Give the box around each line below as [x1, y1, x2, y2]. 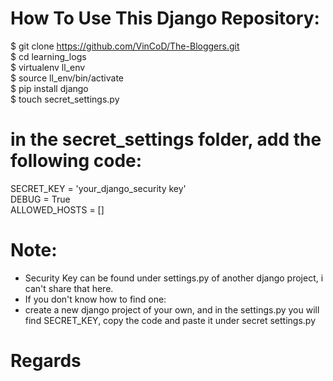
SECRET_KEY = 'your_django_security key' [10, 182, 187, 194]
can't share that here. [24, 282, 114, 294]
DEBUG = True [10, 193, 71, 205]
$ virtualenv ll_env [10, 61, 86, 73]
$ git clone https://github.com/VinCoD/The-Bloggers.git [10, 40, 240, 52]
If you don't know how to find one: [24, 293, 167, 305]
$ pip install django [10, 82, 89, 94]
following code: [10, 150, 143, 172]
